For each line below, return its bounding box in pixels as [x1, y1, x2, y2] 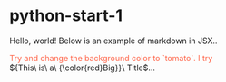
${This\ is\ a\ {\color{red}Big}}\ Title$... [9, 62, 156, 73]
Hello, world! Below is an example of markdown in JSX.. [9, 35, 218, 46]
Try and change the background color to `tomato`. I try [9, 52, 213, 63]
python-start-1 [9, 5, 123, 26]
